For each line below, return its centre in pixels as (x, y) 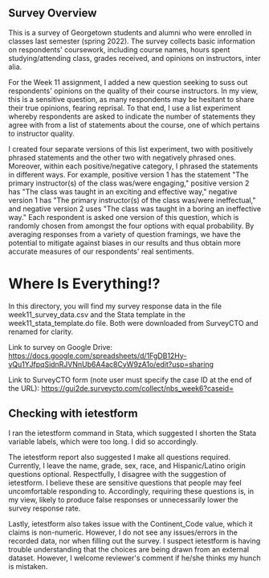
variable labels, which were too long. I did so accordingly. (103, 442)
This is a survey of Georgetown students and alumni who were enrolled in (130, 32)
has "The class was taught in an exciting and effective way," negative (123, 191)
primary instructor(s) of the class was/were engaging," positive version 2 (129, 183)
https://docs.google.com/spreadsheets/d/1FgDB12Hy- (98, 356)
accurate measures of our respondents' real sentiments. (101, 251)
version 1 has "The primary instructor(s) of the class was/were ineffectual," (132, 200)
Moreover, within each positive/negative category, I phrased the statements (133, 166)
